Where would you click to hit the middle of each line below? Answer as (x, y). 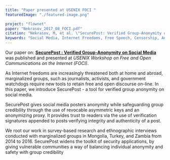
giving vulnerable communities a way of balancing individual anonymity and (84, 147)
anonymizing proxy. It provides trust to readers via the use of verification (81, 115)
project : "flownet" (26, 24)
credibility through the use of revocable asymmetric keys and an (72, 110)
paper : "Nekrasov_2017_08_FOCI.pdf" (44, 28)
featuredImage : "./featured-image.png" (47, 15)
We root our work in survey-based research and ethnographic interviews (81, 131)
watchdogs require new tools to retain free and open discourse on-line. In (82, 84)
